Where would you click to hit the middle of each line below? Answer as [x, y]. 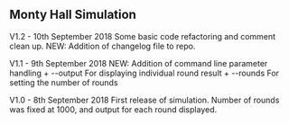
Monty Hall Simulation [73, 15]
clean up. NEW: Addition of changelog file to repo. [103, 46]
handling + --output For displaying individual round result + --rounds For [144, 73]
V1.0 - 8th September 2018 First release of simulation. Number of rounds [144, 100]
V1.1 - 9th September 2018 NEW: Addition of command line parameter [139, 63]
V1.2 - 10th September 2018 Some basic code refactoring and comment [143, 36]
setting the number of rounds [64, 82]
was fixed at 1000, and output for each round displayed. [113, 109]
